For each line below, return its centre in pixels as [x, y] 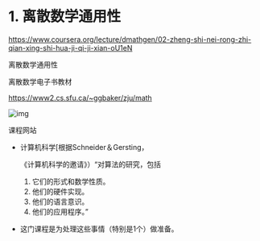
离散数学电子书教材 [40, 81]
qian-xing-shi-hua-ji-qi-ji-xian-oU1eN [70, 48]
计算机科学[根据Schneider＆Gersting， [84, 147]
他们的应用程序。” [60, 211]
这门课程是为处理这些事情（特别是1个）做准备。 [99, 229]
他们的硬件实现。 [60, 191]
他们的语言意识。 [60, 202]
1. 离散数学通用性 [65, 17]
